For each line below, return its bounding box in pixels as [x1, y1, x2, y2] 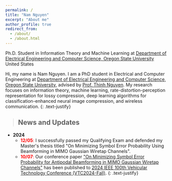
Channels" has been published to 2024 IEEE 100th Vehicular [20, 164, 147, 170]
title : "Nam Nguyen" [5, 12, 50, 17]
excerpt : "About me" [5, 17, 50, 22]
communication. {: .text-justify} [5, 103, 71, 109]
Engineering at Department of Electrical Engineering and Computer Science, [5, 76, 166, 82]
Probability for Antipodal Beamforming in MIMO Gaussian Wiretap [20, 159, 159, 165]
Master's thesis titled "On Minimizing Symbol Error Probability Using [20, 143, 164, 149]
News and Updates [17, 118, 80, 127]
